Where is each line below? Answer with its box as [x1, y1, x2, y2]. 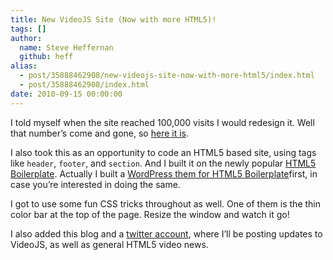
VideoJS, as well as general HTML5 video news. [10, 238, 209, 250]
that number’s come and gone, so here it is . [10, 127, 190, 139]
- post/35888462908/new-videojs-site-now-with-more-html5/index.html [19, 71, 315, 81]
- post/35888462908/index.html [19, 80, 150, 90]
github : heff [19, 52, 74, 62]
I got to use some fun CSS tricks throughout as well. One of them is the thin [10, 197, 322, 210]
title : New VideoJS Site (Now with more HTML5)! [10, 14, 217, 25]
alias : [10, 61, 38, 71]
